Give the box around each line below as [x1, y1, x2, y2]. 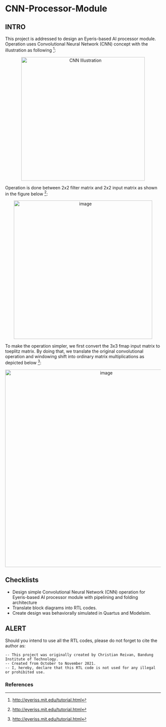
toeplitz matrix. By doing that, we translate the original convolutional [5, 348, 144, 354]
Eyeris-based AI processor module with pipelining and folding [12, 594, 138, 600]
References [5, 681, 34, 688]
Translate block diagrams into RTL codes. [12, 604, 97, 611]
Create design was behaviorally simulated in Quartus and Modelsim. [12, 610, 151, 616]
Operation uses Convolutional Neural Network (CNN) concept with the [5, 41, 148, 47]
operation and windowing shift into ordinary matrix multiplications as [5, 354, 145, 360]
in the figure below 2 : [5, 190, 48, 197]
